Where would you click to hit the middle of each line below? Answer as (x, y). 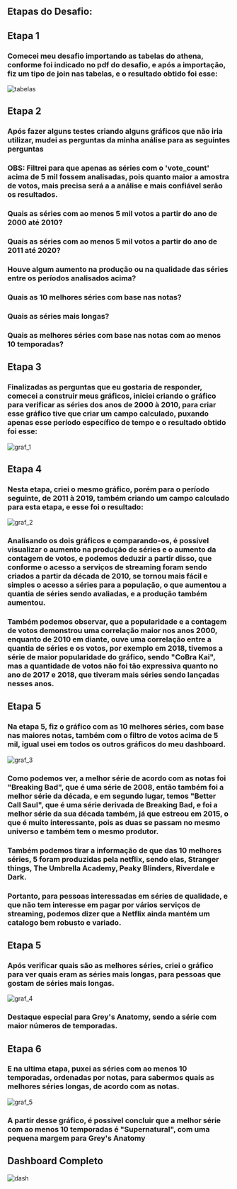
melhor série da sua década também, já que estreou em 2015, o (118, 814)
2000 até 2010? (35, 222)
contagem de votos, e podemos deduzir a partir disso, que (110, 559)
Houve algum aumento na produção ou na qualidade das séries (118, 270)
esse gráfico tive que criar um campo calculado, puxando (108, 414)
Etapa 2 (24, 112)
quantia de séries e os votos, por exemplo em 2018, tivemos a (115, 649)
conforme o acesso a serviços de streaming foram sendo (107, 567)
